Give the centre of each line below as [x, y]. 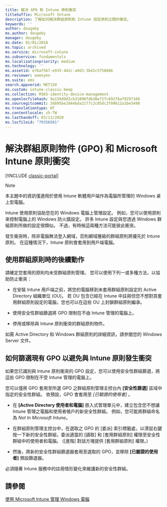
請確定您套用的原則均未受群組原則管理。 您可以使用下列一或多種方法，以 [80, 273]
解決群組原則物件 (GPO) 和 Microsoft [81, 149]
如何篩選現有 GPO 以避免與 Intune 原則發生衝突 [78, 358]
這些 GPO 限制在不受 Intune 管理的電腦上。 [50, 378]
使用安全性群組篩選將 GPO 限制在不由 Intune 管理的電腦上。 [74, 313]
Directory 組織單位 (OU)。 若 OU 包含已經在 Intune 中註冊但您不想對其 [85, 296]
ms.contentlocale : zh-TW [31, 113]
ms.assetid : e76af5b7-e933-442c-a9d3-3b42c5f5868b [59, 71]
